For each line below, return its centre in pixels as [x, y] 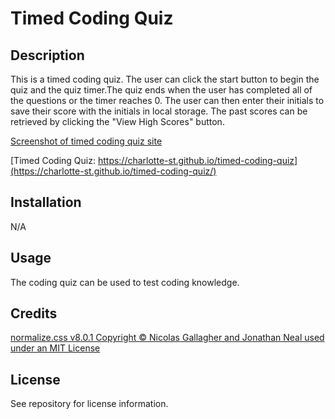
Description [47, 55]
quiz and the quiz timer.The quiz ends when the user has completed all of [161, 90]
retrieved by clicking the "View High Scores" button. [117, 121]
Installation [46, 202]
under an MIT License [55, 348]
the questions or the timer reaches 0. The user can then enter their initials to [167, 100]
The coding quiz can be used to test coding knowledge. [125, 282]
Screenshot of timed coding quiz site [86, 141]
